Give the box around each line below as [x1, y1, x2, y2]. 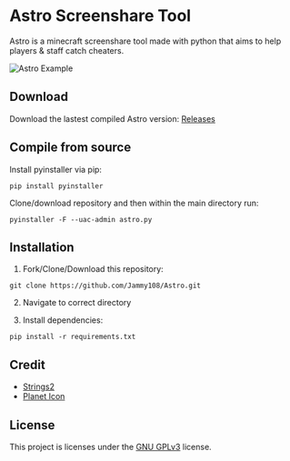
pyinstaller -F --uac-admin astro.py [9, 215, 153, 224]
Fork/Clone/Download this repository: [22, 264, 164, 275]
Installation [9, 239, 75, 255]
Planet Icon [22, 391, 65, 402]
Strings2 [22, 381, 55, 392]
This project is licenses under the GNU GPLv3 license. [9, 442, 212, 452]
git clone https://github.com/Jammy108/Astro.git [9, 281, 202, 291]
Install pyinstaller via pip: [9, 164, 103, 175]
